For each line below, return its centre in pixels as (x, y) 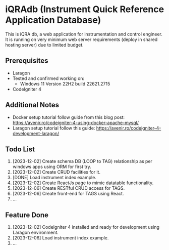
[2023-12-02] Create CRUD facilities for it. (57, 172)
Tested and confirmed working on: (48, 78)
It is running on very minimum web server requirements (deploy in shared (81, 39)
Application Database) (53, 20)
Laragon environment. (36, 233)
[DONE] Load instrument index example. (54, 178)
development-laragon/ (36, 133)
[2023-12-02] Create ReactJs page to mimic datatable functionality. (83, 183)
